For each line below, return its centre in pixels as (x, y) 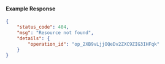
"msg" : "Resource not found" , (56, 33)
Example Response (31, 9)
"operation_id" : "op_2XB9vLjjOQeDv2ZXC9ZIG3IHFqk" (94, 44)
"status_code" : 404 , (43, 27)
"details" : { (33, 38)
